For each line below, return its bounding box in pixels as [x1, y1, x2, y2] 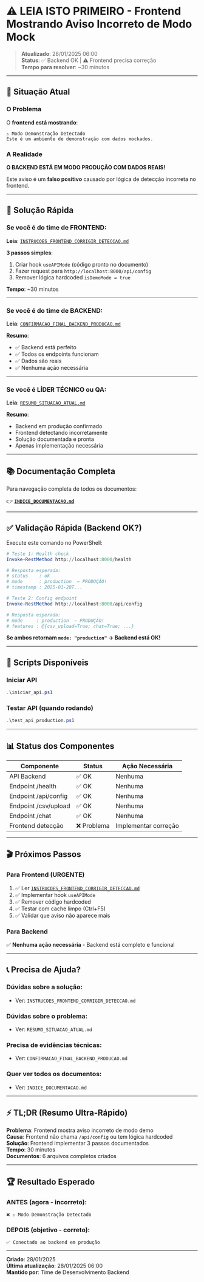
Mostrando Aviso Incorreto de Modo [6, 17, 192, 31]
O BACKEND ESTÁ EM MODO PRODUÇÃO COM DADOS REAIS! [6, 163, 166, 171]
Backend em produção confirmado [15, 423, 103, 430]
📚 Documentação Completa [6, 466, 115, 476]
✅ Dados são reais [15, 357, 62, 364]
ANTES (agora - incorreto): [6, 1198, 87, 1206]
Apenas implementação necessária [15, 442, 103, 449]
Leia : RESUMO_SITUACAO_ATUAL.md [6, 399, 86, 406]
